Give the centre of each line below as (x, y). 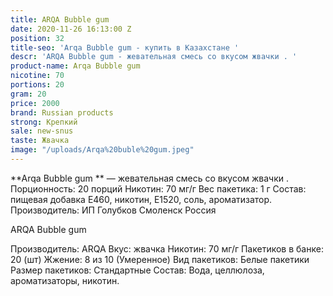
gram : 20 (28, 94)
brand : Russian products (62, 112)
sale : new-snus (42, 131)
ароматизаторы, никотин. (65, 280)
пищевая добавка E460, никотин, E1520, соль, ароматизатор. (141, 199)
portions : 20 (37, 85)
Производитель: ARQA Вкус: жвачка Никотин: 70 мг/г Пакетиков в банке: (167, 248)
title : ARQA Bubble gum (60, 19)
